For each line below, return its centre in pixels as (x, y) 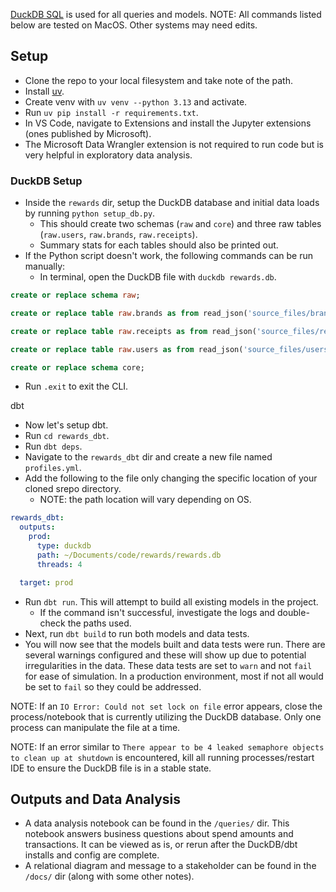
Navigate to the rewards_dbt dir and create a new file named (148, 457)
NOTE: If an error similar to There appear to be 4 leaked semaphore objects (167, 746)
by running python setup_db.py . (90, 213)
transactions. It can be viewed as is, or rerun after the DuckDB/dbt (161, 845)
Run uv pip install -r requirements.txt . (111, 112)
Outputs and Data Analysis (96, 799)
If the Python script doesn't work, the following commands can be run (168, 256)
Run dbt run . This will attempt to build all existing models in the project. (171, 601)
